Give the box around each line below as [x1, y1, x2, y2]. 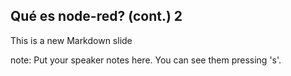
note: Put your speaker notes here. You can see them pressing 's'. [10, 54, 282, 66]
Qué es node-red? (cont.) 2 [10, 8, 183, 25]
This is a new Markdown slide [10, 34, 133, 46]
